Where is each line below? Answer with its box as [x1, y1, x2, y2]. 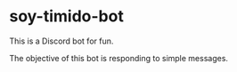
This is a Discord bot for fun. [9, 36, 114, 46]
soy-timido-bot [9, 6, 125, 27]
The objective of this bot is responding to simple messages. [9, 52, 229, 63]
